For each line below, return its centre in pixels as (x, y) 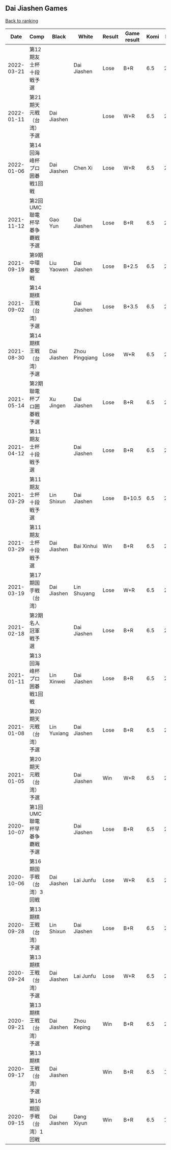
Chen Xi (83, 168)
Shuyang (84, 593)
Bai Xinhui (85, 546)
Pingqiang (86, 357)
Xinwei (57, 681)
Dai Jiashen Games (36, 8)
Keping (82, 1027)
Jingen (58, 405)
